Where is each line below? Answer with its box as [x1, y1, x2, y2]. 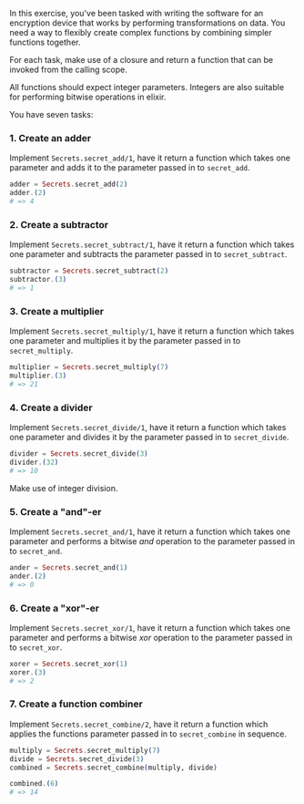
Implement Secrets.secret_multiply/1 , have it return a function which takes [9, 325, 295, 336]
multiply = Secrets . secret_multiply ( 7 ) [9, 746, 161, 755]
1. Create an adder [9, 131, 92, 144]
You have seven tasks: [9, 109, 94, 119]
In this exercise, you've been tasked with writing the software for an [9, 8, 264, 18]
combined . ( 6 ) [9, 779, 59, 789]
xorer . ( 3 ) [9, 667, 47, 677]
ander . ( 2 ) [9, 572, 47, 581]
